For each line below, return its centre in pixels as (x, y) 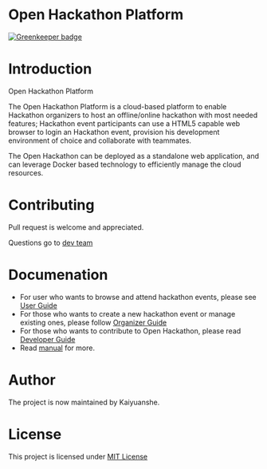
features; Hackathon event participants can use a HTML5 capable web (124, 123)
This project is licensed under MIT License (78, 456)
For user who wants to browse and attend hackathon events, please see (138, 297)
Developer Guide (47, 339)
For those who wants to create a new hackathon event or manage (128, 313)
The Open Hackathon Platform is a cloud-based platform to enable (118, 106)
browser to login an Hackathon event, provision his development (114, 132)
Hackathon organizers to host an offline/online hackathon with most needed (133, 115)
